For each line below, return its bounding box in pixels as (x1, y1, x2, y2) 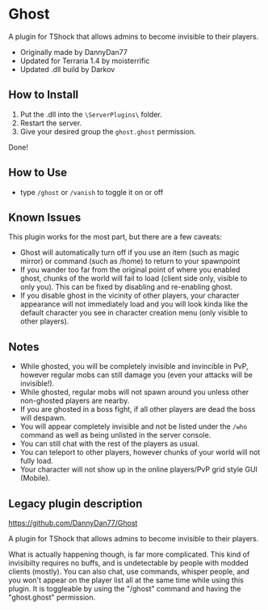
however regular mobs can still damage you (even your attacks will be (19, 370, 253, 380)
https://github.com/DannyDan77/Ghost (8, 519, 138, 527)
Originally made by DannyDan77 (19, 47, 128, 57)
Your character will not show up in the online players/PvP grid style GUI (19, 464, 258, 474)
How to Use (8, 166, 68, 180)
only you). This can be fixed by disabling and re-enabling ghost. (19, 282, 233, 292)
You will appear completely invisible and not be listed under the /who (19, 421, 248, 431)
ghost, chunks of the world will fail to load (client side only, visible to (19, 273, 248, 283)
